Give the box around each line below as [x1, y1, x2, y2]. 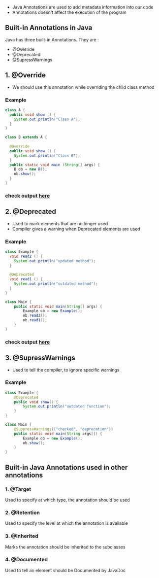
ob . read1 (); [23, 318, 48, 323]
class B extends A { [5, 135, 48, 140]
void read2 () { [9, 254, 43, 259]
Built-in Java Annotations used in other [5, 463, 128, 472]
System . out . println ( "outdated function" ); [23, 404, 111, 409]
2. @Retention [5, 509, 40, 516]
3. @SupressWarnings [5, 354, 75, 362]
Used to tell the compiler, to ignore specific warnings [12, 367, 120, 373]
